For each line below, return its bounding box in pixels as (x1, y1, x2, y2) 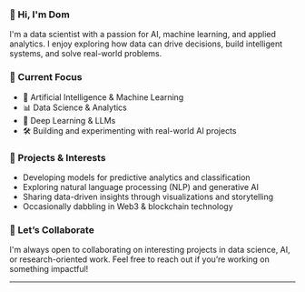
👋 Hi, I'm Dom (9, 8, 70, 21)
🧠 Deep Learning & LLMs (22, 115, 116, 126)
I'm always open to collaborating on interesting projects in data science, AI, (9, 245, 290, 256)
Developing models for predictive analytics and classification (22, 172, 251, 183)
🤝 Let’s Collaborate (9, 223, 95, 236)
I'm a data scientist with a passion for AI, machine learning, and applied (9, 29, 277, 40)
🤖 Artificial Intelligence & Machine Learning (22, 91, 184, 103)
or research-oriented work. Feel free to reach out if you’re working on (9, 254, 270, 265)
